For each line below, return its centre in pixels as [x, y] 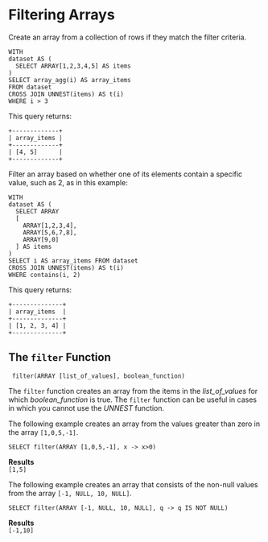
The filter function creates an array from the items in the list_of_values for [133, 391]
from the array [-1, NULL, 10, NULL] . [70, 493]
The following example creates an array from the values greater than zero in [134, 424]
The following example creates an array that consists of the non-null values [133, 484]
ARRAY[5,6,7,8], [50, 232]
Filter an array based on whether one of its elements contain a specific [126, 174]
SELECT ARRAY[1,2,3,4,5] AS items [73, 66]
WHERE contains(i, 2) [45, 275]
